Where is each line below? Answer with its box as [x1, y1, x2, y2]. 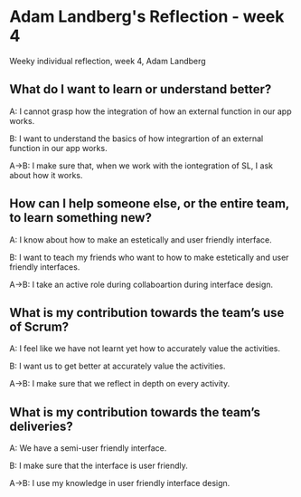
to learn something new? [9, 210, 152, 225]
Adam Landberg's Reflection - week [9, 6, 285, 27]
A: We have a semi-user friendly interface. [9, 443, 167, 454]
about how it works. [9, 169, 83, 180]
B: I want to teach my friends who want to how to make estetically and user [9, 252, 289, 263]
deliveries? [9, 418, 74, 434]
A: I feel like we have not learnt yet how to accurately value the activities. [9, 343, 280, 354]
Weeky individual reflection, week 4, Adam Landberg [9, 55, 206, 66]
